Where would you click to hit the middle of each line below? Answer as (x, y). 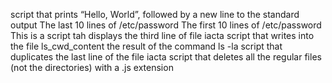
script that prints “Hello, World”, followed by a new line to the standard (155, 14)
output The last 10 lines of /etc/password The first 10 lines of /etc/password (166, 25)
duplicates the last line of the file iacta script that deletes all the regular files (166, 57)
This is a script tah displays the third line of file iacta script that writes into (162, 35)
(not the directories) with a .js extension (92, 67)
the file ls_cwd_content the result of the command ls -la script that (146, 46)
